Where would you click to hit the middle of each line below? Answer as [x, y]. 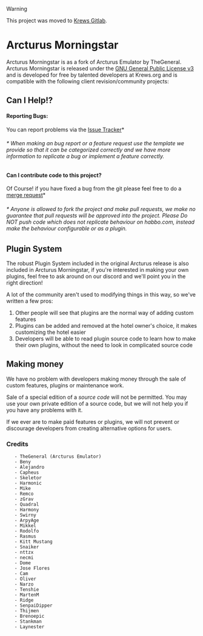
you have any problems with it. [45, 410]
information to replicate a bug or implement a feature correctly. [85, 156]
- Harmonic [28, 483]
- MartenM [27, 595]
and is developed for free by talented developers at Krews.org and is [92, 75]
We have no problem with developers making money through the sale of [96, 379]
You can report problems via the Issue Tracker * [65, 130]
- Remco [24, 494]
